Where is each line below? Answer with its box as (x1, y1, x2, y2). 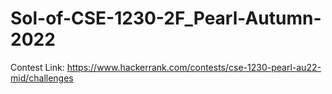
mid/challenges (10, 72, 74, 84)
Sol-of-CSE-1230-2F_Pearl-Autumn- (10, 7, 322, 30)
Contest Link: (10, 61, 65, 73)
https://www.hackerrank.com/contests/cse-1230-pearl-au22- (66, 61, 322, 73)
